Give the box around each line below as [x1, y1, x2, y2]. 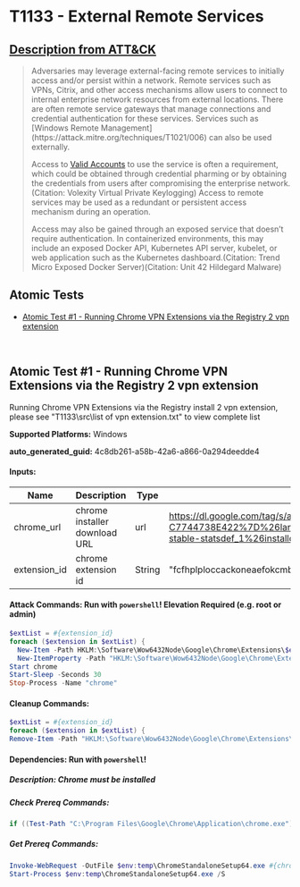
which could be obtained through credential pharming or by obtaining [30, 168, 287, 179]
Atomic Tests [9, 288, 85, 303]
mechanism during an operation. [30, 207, 152, 216]
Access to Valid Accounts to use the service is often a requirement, [30, 159, 279, 169]
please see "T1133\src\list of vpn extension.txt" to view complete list [9, 411, 261, 422]
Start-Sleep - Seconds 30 [9, 671, 102, 680]
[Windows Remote [30, 122, 100, 133]
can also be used [208, 132, 272, 142]
